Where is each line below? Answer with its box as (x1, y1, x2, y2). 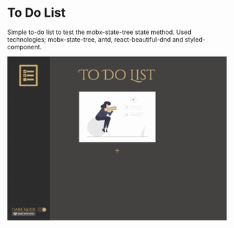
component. (7, 42, 42, 51)
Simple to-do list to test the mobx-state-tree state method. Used (7, 28, 192, 36)
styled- (184, 35, 205, 43)
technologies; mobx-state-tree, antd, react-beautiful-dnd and (7, 35, 183, 43)
